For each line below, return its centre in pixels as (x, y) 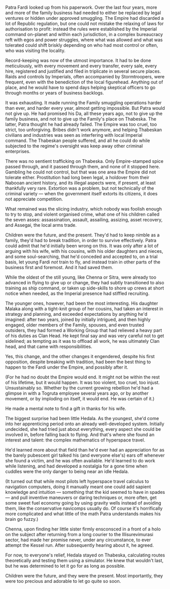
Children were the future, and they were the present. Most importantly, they (84, 576)
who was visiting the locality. (36, 51)
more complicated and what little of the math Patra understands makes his (83, 514)
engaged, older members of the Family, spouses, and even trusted (75, 325)
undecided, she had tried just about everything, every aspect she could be (83, 429)
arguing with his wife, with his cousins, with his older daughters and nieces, (84, 251)
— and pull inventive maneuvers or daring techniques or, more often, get (81, 497)
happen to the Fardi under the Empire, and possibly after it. (67, 367)
